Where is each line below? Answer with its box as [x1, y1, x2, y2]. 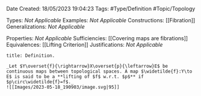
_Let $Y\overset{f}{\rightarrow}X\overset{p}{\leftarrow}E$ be [6, 63, 169, 69]
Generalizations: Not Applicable [6, 23, 85, 30]
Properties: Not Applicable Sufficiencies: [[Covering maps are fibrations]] [6, 35, 188, 41]
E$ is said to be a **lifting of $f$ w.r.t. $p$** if [6, 74, 144, 80]
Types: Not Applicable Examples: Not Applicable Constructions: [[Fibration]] [6, 17, 196, 23]
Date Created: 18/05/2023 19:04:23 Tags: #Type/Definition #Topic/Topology [6, 5, 196, 12]
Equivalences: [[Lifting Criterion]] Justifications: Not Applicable [6, 41, 163, 48]
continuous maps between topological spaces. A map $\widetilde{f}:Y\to [6, 68, 193, 74]
